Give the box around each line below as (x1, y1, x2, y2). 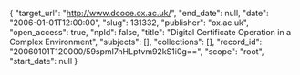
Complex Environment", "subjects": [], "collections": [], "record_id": (9, 36, 263, 47)
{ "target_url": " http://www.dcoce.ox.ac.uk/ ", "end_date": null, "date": (9, 8, 269, 18)
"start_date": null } (9, 56, 78, 66)
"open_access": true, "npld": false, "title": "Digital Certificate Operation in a (9, 27, 292, 37)
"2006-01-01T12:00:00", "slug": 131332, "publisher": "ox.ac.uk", (9, 17, 249, 28)
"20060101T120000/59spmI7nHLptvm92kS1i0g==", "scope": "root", (9, 46, 264, 57)
